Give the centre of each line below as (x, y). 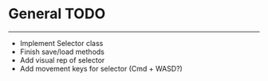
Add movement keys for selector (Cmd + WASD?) (101, 68)
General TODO (57, 14)
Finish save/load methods (62, 52)
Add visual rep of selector (62, 60)
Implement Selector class (61, 43)
